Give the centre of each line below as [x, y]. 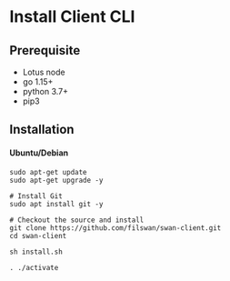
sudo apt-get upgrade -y [56, 180]
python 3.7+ [45, 91]
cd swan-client [38, 236]
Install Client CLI [72, 17]
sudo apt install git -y [56, 204]
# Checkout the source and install [77, 220]
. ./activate [34, 267]
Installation [42, 130]
